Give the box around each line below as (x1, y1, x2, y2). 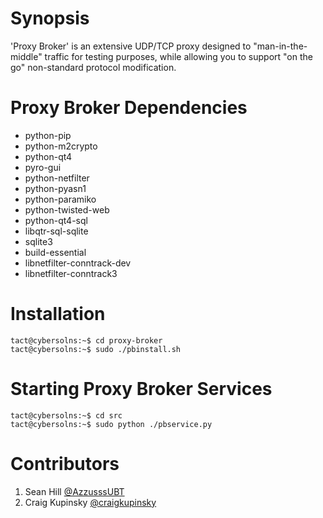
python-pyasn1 (24, 182, 87, 194)
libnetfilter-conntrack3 (24, 267, 118, 279)
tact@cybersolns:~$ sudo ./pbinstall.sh (10, 344, 182, 354)
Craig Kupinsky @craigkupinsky (24, 496, 157, 508)
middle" (10, 50, 43, 62)
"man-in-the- (253, 40, 308, 52)
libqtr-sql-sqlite (24, 225, 89, 237)
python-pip (24, 129, 72, 141)
